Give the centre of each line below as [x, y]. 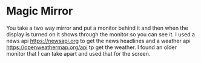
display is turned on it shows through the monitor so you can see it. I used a [101, 34]
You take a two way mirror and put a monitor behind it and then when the [97, 28]
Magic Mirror [40, 11]
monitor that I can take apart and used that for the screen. [78, 53]
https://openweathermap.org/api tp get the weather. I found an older [92, 47]
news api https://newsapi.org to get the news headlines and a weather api [98, 41]
